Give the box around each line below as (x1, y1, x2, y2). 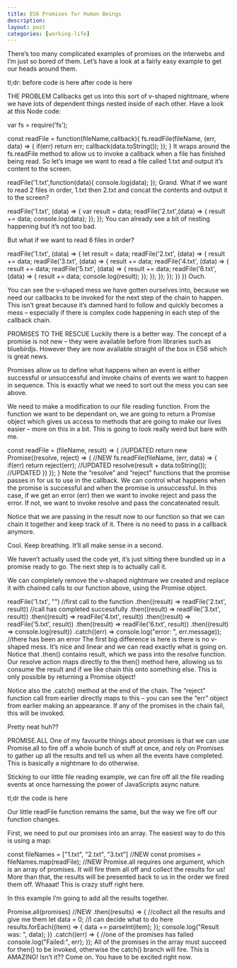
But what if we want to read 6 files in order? (7, 236, 134, 244)
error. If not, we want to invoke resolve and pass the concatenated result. (7, 499, 221, 507)
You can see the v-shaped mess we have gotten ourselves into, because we (7, 286, 230, 295)
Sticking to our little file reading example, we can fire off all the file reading (7, 773, 224, 781)
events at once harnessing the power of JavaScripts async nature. (7, 780, 201, 789)
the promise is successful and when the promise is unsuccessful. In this (7, 484, 217, 492)
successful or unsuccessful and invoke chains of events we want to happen (7, 373, 229, 382)
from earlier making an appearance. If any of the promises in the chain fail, (7, 702, 225, 710)
